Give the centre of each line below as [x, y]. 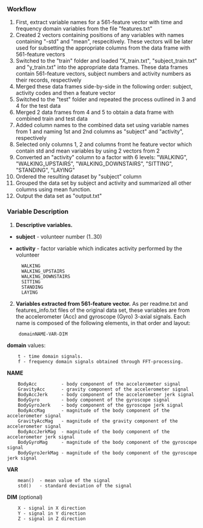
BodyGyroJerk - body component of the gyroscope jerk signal [101, 405]
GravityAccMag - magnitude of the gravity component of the [98, 421]
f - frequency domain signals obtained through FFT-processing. [101, 361]
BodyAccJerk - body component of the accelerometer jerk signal [106, 394]
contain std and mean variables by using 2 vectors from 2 [88, 151]
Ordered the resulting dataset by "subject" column [78, 177]
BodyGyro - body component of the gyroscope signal [94, 400]
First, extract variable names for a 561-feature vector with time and [99, 22]
